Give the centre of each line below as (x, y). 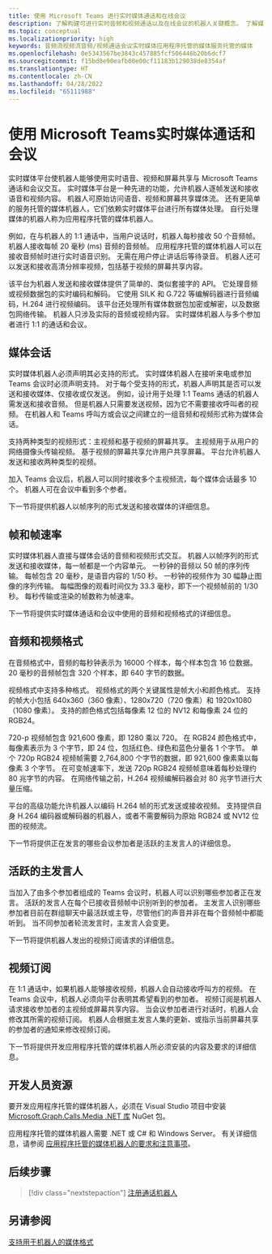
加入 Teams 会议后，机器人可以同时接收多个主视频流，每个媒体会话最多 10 (133, 479)
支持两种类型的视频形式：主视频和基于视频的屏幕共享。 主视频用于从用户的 (134, 442)
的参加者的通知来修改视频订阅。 (62, 1030)
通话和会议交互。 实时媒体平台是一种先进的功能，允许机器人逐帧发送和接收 (134, 188)
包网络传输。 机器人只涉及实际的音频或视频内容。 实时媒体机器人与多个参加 (134, 314)
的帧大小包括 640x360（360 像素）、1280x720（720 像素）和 (111, 700)
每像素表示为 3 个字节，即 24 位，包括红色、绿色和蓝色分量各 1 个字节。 (129, 748)
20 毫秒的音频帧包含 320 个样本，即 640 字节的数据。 (98, 672)
